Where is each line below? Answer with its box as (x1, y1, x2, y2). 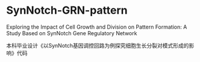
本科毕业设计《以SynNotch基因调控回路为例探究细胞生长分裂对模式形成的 (6, 42, 189, 49)
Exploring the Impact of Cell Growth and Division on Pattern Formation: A (6, 23, 187, 30)
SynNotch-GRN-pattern (6, 4, 128, 17)
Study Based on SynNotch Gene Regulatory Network (6, 29, 137, 36)
